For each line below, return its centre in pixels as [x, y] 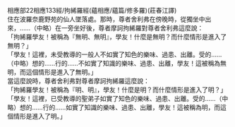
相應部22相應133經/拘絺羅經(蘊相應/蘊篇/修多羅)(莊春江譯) [92, 10]
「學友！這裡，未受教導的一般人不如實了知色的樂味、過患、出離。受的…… [115, 54]
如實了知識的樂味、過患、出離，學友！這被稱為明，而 [143, 107]
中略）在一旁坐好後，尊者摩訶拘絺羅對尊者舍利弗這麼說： [120, 28]
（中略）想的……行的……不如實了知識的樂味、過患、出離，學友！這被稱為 [114, 63]
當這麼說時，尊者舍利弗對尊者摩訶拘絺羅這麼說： [78, 81]
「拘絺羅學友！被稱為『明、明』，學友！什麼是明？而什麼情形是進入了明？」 [117, 90]
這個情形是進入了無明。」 [61, 72]
